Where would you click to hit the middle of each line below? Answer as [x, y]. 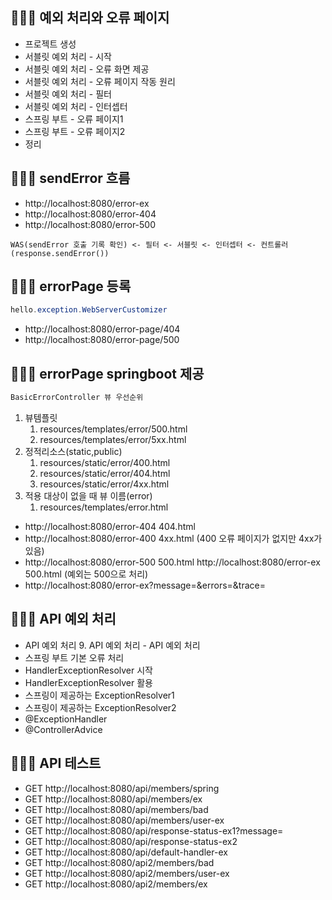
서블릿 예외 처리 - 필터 [68, 94]
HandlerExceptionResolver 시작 [88, 670]
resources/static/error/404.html [105, 473]
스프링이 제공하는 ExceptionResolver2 [100, 707]
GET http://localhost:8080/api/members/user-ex [124, 820]
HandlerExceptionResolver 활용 [88, 682]
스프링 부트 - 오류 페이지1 [74, 119]
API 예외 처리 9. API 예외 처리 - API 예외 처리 [112, 645]
